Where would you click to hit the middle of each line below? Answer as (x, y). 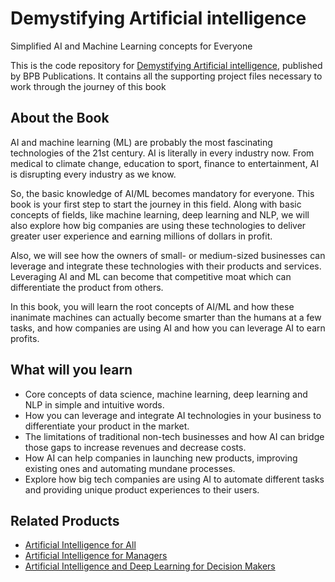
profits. (25, 338)
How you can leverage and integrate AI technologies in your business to (173, 415)
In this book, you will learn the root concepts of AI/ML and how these (152, 306)
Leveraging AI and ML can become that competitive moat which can (151, 276)
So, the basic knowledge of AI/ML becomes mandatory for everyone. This (162, 193)
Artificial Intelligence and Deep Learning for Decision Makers (150, 566)
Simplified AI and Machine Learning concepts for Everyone (131, 46)
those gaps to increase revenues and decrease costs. (135, 447)
